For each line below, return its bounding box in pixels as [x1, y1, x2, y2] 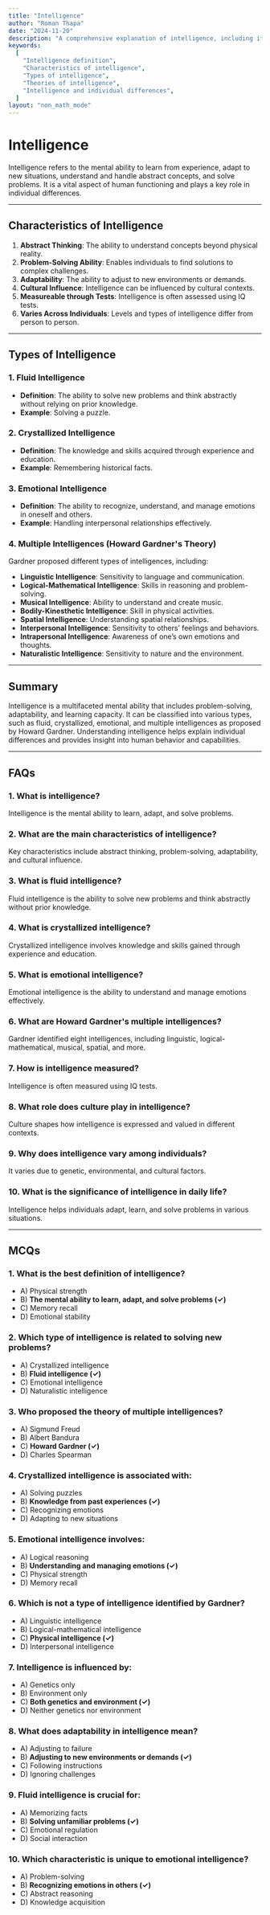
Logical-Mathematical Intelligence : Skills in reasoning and [19, 580, 216, 591]
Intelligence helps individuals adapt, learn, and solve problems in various [8, 1205, 249, 1214]
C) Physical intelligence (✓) [19, 1633, 115, 1643]
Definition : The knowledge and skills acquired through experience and [19, 445, 255, 455]
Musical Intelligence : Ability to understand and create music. [19, 598, 223, 608]
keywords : [8, 42, 42, 50]
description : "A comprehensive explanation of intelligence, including [8, 34, 253, 43]
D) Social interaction [19, 1833, 88, 1843]
